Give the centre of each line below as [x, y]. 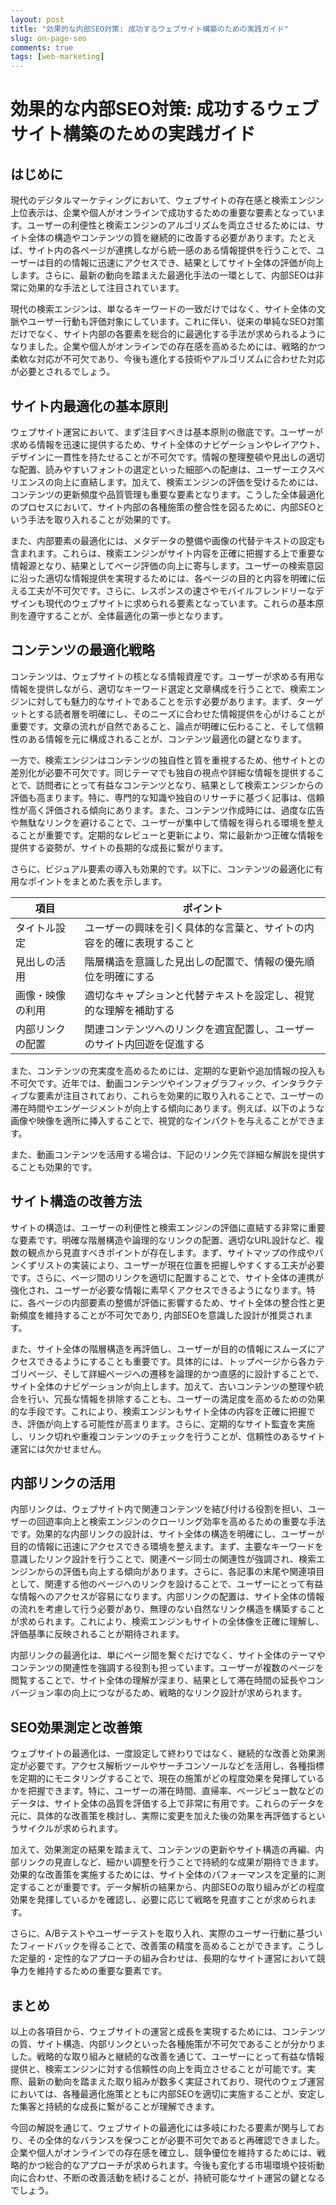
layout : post [37, 19]
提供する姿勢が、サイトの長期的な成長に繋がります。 [119, 847]
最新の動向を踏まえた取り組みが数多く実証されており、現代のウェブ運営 [176, 2081]
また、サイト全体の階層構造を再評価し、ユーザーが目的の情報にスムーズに [163, 1348]
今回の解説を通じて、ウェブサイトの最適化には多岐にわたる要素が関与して [163, 2127]
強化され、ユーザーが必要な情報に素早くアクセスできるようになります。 [158, 1290]
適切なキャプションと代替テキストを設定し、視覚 [199, 995]
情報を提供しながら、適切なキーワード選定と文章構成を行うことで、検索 [159, 688]
